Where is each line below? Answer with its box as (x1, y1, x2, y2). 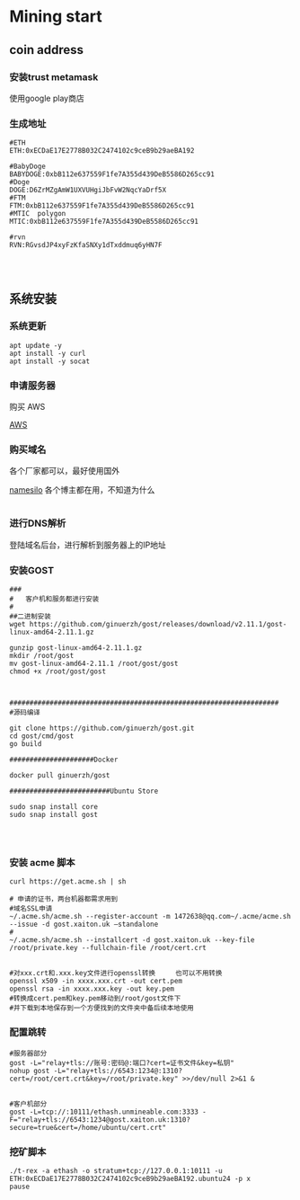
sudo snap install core (9, 803, 99, 812)
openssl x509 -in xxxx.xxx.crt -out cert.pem (9, 977, 182, 986)
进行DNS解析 (9, 517, 66, 529)
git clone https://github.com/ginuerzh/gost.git (9, 724, 195, 733)
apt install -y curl (9, 349, 87, 358)
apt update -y (9, 341, 63, 350)
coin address (9, 42, 84, 58)
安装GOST (9, 564, 55, 576)
